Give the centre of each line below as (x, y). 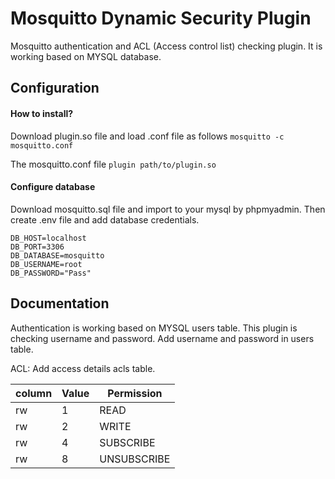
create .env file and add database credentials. (105, 219)
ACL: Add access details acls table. (83, 368)
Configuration (55, 88)
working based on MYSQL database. (86, 56)
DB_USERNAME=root (46, 264)
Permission (135, 393)
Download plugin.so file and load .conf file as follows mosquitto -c (147, 136)
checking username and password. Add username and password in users (162, 338)
